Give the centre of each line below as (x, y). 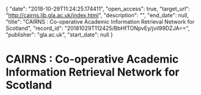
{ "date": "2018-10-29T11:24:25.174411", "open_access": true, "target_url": (98, 9)
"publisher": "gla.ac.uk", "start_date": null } (59, 35)
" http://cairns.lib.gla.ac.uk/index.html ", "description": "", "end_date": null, (97, 15)
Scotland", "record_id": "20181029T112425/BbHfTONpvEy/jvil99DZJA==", (98, 28)
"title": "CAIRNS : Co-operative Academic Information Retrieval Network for (100, 22)
